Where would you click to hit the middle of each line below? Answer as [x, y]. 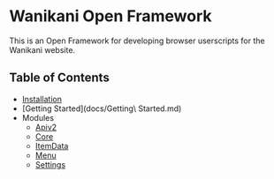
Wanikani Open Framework [110, 16]
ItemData [52, 145]
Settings [50, 164]
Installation [42, 99]
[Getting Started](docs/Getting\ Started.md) [102, 108]
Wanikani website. [42, 49]
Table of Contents [60, 78]
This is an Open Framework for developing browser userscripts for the [137, 41]
